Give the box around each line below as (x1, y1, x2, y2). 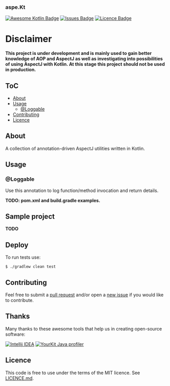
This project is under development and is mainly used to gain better (5, 50, 152, 56)
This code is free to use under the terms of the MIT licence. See (5, 370, 140, 376)
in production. (5, 67, 36, 73)
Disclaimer (5, 33, 52, 45)
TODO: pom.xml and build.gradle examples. (5, 197, 101, 203)
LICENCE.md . (5, 375, 34, 381)
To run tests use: (5, 254, 41, 260)
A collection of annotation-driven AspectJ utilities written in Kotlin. (5, 145, 145, 151)
